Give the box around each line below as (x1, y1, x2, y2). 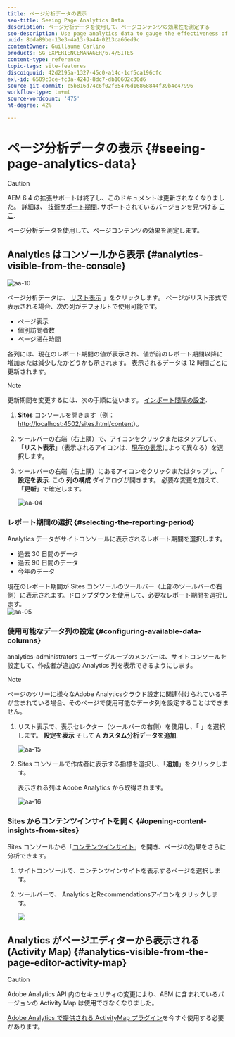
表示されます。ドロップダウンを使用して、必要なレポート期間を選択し (25, 591, 229, 599)
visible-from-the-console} (7, 260, 127, 272)
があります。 (7, 1022, 44, 1031)
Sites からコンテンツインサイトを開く (7, 816, 135, 826)
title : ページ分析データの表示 (7, 10, 87, 18)
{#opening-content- (136, 816, 208, 826)
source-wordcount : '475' (7, 96, 80, 103)
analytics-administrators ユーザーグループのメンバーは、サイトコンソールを (7, 652, 227, 661)
